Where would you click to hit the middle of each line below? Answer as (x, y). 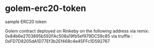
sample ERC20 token (26, 22)
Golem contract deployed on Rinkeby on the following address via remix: (77, 31)
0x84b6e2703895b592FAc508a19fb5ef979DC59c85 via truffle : (69, 36)
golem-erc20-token (46, 8)
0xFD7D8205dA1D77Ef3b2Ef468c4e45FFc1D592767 (57, 41)
